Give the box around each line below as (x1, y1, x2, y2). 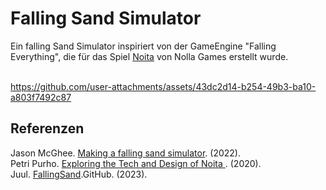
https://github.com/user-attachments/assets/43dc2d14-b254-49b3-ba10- (10, 80, 317, 92)
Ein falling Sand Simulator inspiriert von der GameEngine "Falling (10, 40, 277, 52)
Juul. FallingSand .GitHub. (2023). (10, 168, 148, 180)
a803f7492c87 (10, 91, 72, 103)
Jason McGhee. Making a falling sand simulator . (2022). (10, 147, 241, 159)
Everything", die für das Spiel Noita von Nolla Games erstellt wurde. (10, 50, 289, 62)
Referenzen (10, 120, 85, 137)
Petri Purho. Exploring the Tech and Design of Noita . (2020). (10, 157, 262, 169)
